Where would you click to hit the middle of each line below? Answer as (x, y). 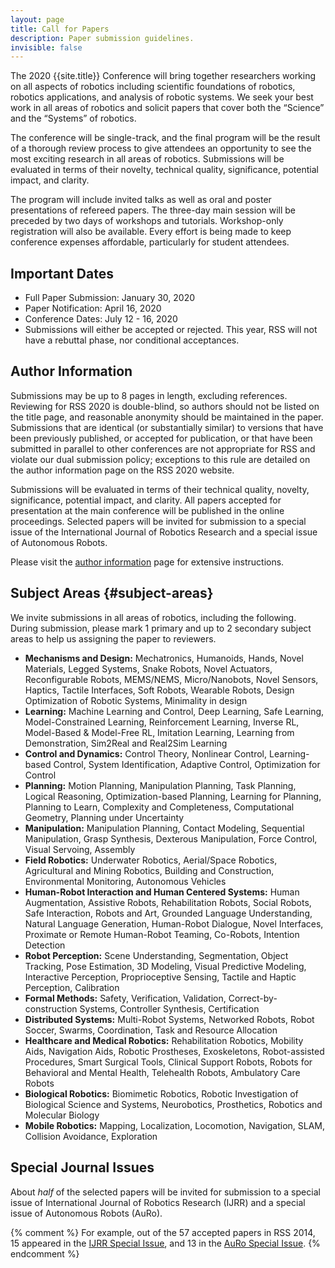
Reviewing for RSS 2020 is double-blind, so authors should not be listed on (165, 406)
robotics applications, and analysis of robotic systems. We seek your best (162, 97)
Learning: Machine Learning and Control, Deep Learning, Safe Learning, (174, 711)
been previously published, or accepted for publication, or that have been (161, 438)
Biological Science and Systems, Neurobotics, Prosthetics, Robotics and (173, 1104)
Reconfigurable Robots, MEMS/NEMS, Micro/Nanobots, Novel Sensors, (171, 679)
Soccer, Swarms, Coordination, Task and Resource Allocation (151, 1030)
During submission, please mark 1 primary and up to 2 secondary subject (161, 628)
